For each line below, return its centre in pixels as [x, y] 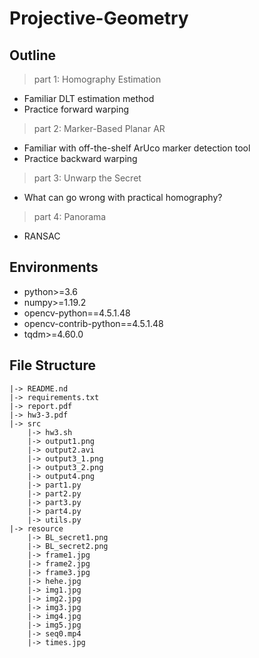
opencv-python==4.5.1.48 [77, 313]
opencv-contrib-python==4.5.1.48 [93, 323]
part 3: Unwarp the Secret [87, 178]
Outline [32, 55]
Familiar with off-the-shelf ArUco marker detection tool [137, 148]
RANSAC [42, 236]
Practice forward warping [76, 109]
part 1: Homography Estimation [97, 79]
